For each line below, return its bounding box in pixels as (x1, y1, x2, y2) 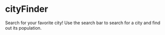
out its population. (5, 25, 42, 31)
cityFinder (5, 3, 48, 15)
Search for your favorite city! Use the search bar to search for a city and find (5, 20, 161, 26)
